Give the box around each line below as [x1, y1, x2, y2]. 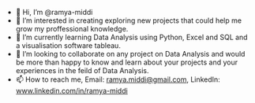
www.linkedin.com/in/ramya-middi [15, 86, 128, 95]
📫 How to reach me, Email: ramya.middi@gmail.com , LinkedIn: [15, 75, 221, 84]
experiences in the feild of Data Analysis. [15, 66, 149, 75]
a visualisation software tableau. [15, 41, 121, 50]
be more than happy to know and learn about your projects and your [15, 57, 238, 67]
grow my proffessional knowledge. [15, 24, 129, 33]
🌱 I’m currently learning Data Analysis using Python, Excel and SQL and [15, 32, 248, 42]
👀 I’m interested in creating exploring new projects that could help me [15, 16, 242, 25]
